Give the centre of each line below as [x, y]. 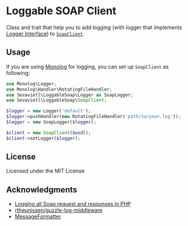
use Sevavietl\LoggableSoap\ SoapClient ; [57, 100]
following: [18, 73]
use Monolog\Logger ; [32, 84]
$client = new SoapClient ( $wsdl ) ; [49, 133]
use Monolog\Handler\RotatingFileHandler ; [59, 89]
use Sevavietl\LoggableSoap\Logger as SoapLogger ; [70, 95]
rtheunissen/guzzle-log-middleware [59, 210]
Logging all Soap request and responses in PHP [73, 204]
